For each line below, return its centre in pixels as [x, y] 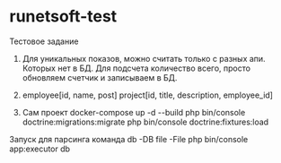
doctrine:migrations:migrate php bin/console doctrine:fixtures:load [145, 122]
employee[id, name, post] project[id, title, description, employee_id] [148, 95]
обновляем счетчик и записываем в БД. [100, 77]
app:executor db [40, 149]
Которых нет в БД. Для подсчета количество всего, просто [136, 68]
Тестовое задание [44, 41]
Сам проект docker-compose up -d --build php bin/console [134, 112]
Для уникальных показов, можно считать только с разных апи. [144, 58]
